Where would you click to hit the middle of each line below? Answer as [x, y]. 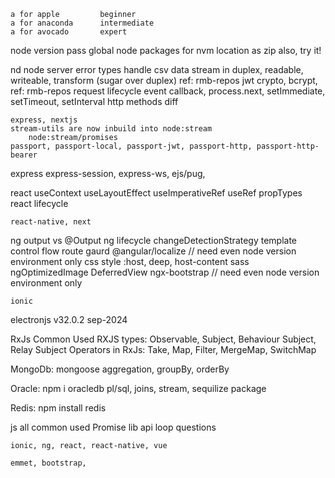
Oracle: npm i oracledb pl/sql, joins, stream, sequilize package [138, 388]
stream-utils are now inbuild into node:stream [111, 129]
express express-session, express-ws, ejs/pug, [108, 173]
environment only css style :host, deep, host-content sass [130, 261]
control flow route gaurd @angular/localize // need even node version [153, 251]
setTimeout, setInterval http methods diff [94, 101]
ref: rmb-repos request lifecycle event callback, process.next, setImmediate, [168, 91]
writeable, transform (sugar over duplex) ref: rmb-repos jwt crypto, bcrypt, [164, 80]
